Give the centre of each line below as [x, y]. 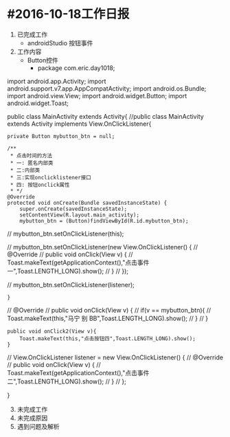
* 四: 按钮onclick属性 [40, 185]
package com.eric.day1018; [76, 68]
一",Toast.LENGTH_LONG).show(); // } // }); [68, 271]
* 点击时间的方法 [31, 155]
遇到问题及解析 [38, 426]
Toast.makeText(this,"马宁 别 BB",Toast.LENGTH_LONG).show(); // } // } [107, 318]
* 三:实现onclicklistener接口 [50, 177]
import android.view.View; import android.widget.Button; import [97, 96]
